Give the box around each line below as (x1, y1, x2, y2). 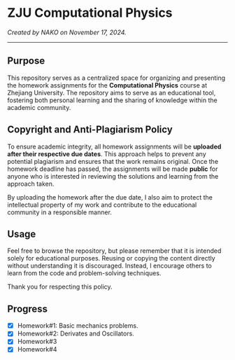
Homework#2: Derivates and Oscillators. (17, 329, 134, 338)
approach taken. (7, 179, 55, 188)
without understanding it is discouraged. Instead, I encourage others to (7, 261, 212, 270)
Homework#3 (17, 338, 57, 346)
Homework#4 (17, 345, 57, 354)
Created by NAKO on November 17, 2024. (7, 28, 127, 36)
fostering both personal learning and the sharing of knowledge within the (7, 96, 218, 104)
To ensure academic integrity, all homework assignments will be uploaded (7, 142, 222, 151)
